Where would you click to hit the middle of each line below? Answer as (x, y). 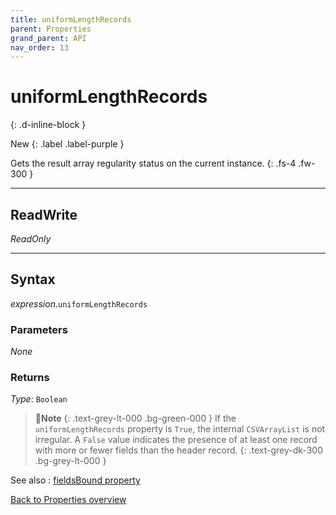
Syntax (33, 279)
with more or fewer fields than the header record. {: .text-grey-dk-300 (178, 450)
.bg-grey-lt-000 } (70, 461)
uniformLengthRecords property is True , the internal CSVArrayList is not (180, 429)
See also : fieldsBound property (75, 480)
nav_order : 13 (40, 47)
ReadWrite (44, 214)
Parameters (39, 329)
